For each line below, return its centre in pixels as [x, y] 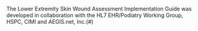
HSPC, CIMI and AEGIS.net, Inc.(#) [50, 22]
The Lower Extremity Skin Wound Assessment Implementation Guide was [99, 9]
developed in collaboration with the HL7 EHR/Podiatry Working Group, [95, 15]
